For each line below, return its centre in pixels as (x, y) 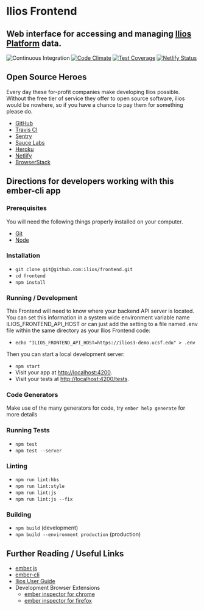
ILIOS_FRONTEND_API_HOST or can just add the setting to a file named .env (102, 324)
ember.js (26, 568)
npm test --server (38, 451)
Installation (23, 256)
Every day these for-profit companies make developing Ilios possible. (93, 92)
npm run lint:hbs (37, 480)
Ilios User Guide (35, 581)
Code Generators (32, 395)
